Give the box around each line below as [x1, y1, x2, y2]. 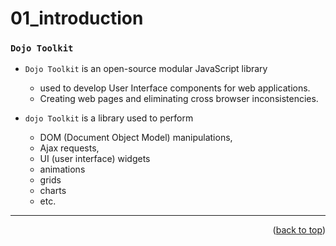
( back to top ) [272, 224, 326, 236]
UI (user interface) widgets [39, 153, 151, 165]
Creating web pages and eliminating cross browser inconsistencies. [39, 93, 319, 105]
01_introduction [10, 7, 144, 30]
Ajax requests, [39, 142, 100, 154]
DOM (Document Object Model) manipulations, [39, 132, 233, 144]
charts [39, 185, 67, 197]
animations [39, 163, 86, 176]
